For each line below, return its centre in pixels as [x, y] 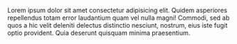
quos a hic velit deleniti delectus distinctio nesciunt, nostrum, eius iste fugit [117, 25]
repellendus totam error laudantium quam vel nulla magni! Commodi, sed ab [118, 18]
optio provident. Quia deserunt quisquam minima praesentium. [99, 33]
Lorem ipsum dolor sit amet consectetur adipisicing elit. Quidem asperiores [117, 10]
